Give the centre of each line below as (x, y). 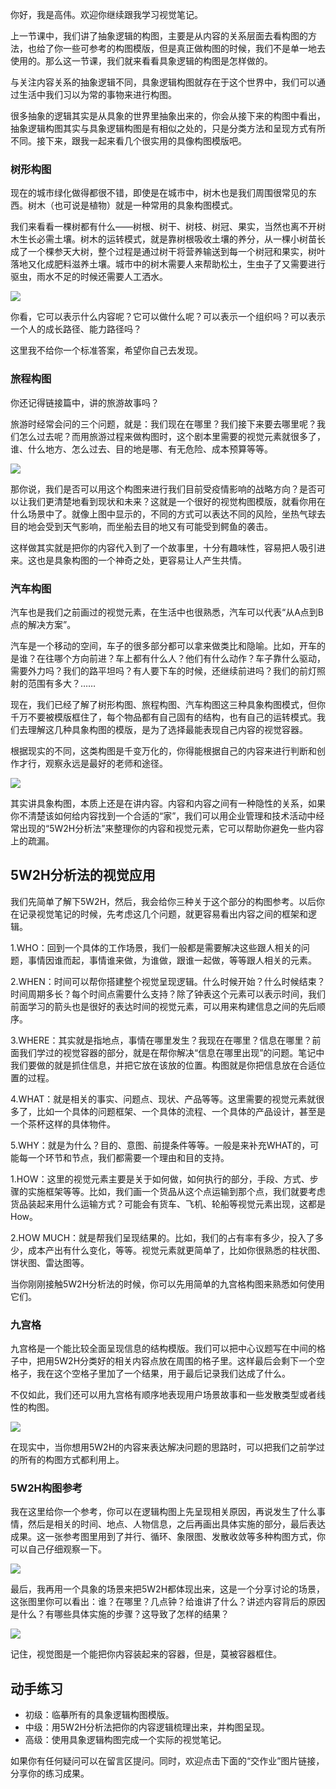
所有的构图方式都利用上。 (71, 1459)
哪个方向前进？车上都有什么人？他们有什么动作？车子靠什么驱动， (189, 658)
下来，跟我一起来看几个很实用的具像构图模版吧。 (145, 141)
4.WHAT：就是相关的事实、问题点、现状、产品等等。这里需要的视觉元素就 (163, 1099)
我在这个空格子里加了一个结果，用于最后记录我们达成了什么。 (163, 1373)
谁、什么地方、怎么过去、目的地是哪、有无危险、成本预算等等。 (141, 449)
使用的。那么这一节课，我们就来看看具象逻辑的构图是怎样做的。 (141, 61)
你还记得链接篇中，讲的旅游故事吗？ (85, 402)
